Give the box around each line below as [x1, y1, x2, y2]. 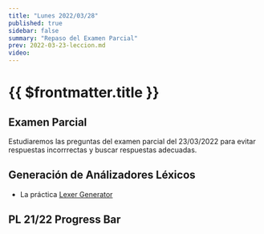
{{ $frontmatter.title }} [8, 83, 160, 102]
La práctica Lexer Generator [19, 189, 113, 199]
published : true [8, 19, 63, 27]
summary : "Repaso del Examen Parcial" [8, 34, 138, 42]
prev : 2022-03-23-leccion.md [8, 42, 106, 50]
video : [8, 49, 30, 57]
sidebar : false [8, 26, 59, 34]
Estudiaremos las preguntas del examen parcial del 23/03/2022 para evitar [8, 137, 257, 146]
